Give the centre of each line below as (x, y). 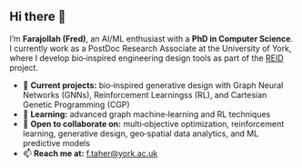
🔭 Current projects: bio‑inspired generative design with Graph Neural (153, 85)
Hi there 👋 (38, 17)
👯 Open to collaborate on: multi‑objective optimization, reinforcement (153, 124)
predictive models (56, 143)
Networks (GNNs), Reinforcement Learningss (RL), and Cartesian (145, 94)
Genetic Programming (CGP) (76, 104)
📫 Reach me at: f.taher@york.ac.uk (90, 153)
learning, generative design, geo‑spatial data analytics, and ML (141, 133)
